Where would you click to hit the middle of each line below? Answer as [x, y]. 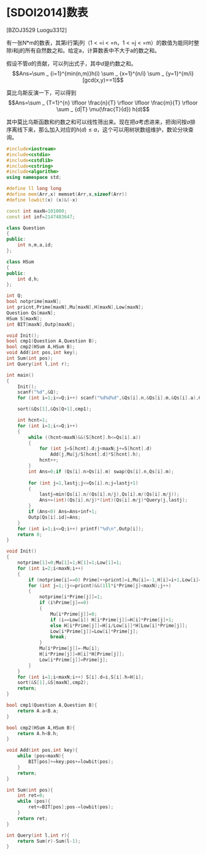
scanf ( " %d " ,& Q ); [38, 392]
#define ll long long [34, 189]
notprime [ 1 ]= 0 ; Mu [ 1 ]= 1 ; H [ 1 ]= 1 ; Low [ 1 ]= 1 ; [70, 563]
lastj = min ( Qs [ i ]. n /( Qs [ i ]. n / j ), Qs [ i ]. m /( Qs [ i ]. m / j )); [109, 494]
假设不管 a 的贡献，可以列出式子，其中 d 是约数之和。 [71, 63]
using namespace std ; [34, 178]
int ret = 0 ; [31, 796]
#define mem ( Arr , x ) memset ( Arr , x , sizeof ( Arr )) [67, 194]
